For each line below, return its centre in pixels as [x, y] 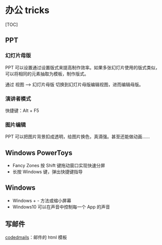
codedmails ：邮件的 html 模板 [36, 237]
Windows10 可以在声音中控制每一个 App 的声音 [61, 207]
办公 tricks [27, 10]
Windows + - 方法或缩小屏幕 [42, 200]
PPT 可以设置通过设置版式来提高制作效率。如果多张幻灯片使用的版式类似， [83, 67]
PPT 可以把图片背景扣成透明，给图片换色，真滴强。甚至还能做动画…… [78, 137]
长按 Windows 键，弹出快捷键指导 [47, 172]
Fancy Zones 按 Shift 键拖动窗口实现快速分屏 [59, 166]
